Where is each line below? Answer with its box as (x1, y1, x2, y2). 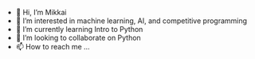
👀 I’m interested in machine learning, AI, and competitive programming (15, 16, 248, 26)
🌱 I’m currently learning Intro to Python (15, 25, 143, 33)
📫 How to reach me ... (15, 42, 90, 51)
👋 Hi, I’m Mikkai (15, 8, 67, 17)
